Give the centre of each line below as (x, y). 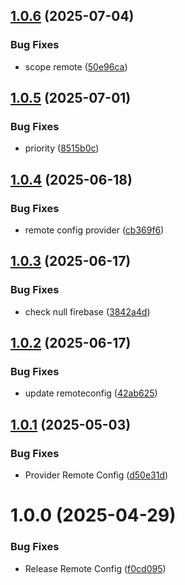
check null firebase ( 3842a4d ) (87, 311)
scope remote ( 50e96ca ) (76, 66)
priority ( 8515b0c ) (62, 148)
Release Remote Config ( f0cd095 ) (95, 568)
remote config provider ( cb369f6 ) (94, 230)
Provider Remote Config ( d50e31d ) (96, 475)
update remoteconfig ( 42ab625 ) (91, 393)
